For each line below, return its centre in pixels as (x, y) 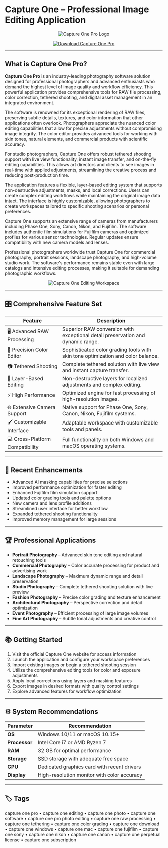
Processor (20, 742)
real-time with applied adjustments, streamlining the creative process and (81, 170)
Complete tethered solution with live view (111, 364)
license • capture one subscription (41, 840)
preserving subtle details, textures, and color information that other (74, 117)
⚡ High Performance (32, 395)
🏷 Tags (17, 799)
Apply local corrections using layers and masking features (72, 681)
